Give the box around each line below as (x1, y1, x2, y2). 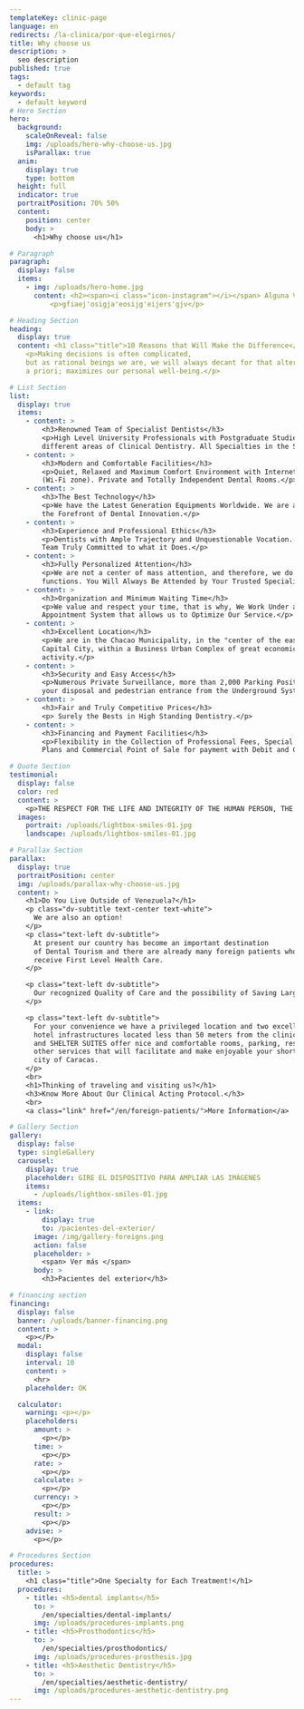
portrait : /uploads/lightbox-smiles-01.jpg (25, 821, 193, 830)
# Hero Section (9, 106, 67, 115)
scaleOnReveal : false (25, 132, 107, 141)
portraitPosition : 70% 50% (17, 199, 119, 209)
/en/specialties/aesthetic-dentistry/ (42, 1677, 188, 1687)
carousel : (17, 1156, 54, 1166)
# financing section (9, 1291, 88, 1300)
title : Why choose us (9, 38, 91, 48)
